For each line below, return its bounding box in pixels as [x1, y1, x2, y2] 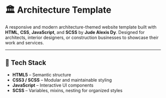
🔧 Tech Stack [5, 59, 46, 67]
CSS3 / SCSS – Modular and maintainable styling [12, 77, 112, 83]
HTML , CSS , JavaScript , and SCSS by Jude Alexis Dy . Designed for [5, 29, 145, 35]
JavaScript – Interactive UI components [12, 82, 94, 88]
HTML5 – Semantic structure [12, 71, 72, 77]
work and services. [5, 39, 44, 45]
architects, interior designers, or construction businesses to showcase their [5, 34, 159, 40]
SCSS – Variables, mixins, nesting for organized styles [12, 87, 123, 93]
